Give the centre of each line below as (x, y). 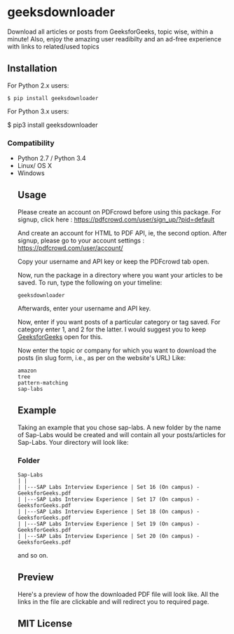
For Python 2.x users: (38, 85)
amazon (27, 371)
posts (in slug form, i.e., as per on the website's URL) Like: (102, 357)
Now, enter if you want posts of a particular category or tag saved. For (119, 322)
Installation (32, 68)
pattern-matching (43, 383)
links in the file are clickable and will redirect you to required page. (113, 601)
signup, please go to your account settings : (81, 240)
